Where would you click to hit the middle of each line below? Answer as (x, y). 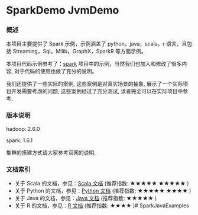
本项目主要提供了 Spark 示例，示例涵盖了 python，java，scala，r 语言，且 (97, 44)
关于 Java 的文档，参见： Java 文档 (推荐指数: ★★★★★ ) (86, 198)
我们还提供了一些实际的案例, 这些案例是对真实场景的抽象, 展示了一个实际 (95, 84)
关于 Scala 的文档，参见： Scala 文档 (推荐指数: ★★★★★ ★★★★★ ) (102, 184)
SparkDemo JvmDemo (63, 10)
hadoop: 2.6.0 (23, 129)
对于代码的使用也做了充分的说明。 (56, 71)
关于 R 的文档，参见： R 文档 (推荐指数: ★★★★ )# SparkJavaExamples (102, 206)
